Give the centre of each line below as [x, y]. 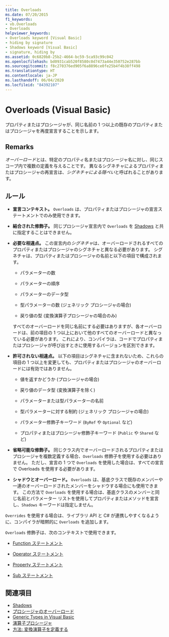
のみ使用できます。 [63, 215]
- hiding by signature [29, 43]
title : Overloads [23, 10]
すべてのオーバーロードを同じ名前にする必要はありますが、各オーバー [85, 326]
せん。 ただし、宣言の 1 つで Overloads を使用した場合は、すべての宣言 [90, 462]
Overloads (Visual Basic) [58, 110]
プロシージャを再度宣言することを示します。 [55, 131]
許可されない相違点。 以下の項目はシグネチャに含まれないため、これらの [88, 356]
